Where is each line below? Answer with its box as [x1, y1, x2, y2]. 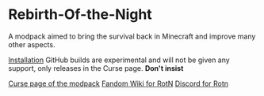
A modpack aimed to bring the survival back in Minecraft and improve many [8, 31, 256, 41]
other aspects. [8, 39, 55, 49]
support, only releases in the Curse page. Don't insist [8, 63, 184, 72]
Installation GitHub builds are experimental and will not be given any [8, 55, 230, 65]
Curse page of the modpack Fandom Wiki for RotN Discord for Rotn [8, 79, 228, 88]
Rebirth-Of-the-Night [8, 6, 152, 24]
